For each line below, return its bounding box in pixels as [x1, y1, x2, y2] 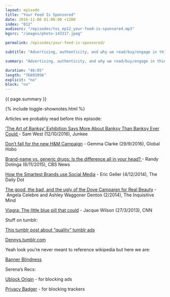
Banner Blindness [5, 256, 42, 262]
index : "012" [5, 21, 33, 27]
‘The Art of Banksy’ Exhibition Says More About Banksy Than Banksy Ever [5, 126, 159, 132]
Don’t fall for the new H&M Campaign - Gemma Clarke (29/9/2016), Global [5, 141, 160, 147]
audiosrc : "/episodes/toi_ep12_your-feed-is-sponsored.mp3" [5, 26, 135, 32]
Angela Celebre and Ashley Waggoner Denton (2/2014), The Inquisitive [6, 192, 154, 198]
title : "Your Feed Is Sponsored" [5, 12, 76, 17]
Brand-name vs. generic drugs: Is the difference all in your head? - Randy [5, 156, 159, 162]
